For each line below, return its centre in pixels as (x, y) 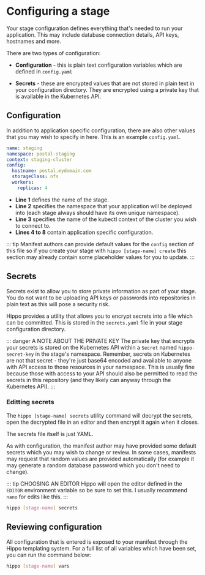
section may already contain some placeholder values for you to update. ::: (100, 257)
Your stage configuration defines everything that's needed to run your (95, 28)
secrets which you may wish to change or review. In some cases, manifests (101, 452)
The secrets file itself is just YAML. (50, 434)
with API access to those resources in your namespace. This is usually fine (100, 367)
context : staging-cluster (39, 160)
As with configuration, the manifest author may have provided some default (102, 446)
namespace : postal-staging (41, 154)
